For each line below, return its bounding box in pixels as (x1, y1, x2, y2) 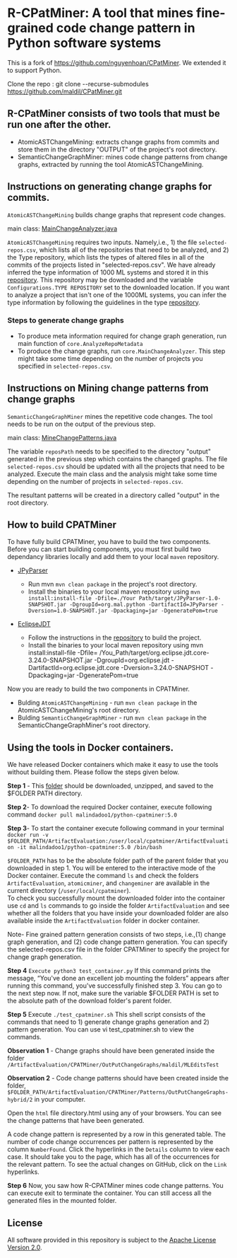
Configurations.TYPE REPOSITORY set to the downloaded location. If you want (7, 283, 230, 292)
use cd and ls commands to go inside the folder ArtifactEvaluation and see (7, 901, 230, 910)
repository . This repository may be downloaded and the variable (7, 275, 194, 284)
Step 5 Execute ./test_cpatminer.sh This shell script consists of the (7, 1010, 206, 1019)
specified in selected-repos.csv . (17, 362, 113, 370)
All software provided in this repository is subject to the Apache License (7, 1236, 217, 1245)
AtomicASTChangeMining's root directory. (17, 706, 140, 715)
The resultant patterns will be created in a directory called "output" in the (7, 490, 220, 500)
